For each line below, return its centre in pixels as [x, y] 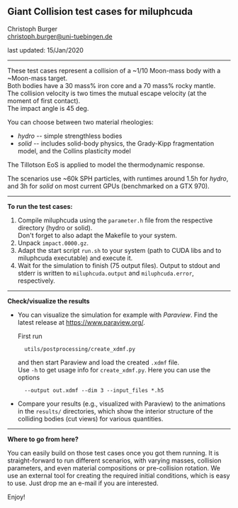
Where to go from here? [43, 439]
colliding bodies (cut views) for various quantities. [90, 418]
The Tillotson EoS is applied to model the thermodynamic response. [106, 164]
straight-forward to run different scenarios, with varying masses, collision [114, 460]
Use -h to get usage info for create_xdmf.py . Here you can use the [114, 369]
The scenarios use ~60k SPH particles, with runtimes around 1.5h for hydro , [118, 178]
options [29, 377]
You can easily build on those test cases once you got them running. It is [113, 453]
